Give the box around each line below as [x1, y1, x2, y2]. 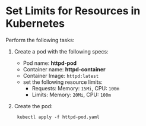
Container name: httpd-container [23, 65, 106, 73]
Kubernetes [5, 17, 65, 30]
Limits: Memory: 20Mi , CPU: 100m [31, 91, 111, 98]
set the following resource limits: [23, 78, 103, 86]
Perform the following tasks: [5, 36, 75, 43]
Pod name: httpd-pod [23, 59, 77, 67]
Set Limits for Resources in [5, 4, 141, 18]
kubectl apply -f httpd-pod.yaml [17, 114, 100, 120]
